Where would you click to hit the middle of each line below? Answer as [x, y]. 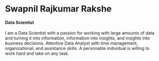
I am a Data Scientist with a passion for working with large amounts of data [80, 33]
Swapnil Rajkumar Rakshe [58, 9]
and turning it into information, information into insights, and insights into [78, 38]
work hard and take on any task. [37, 53]
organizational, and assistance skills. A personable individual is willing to [77, 49]
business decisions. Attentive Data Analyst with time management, [72, 43]
